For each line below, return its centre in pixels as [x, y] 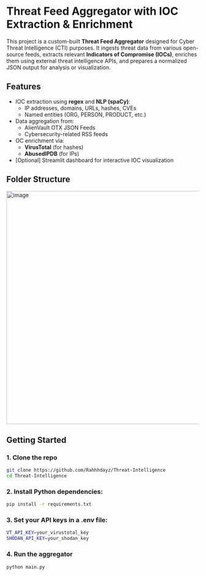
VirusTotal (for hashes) [54, 147]
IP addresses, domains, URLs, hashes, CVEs [80, 108]
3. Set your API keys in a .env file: [57, 520]
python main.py [26, 567]
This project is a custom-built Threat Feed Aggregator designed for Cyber [101, 41]
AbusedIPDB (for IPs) [52, 153]
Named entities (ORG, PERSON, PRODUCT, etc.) [85, 114]
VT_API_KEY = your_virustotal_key [48, 533]
